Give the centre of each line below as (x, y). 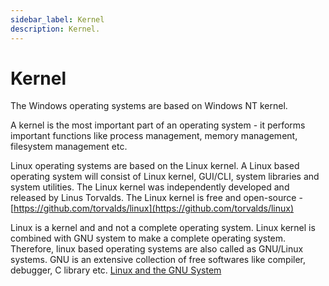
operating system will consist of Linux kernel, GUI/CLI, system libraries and (165, 177)
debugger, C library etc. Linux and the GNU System (116, 270)
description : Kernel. (55, 29)
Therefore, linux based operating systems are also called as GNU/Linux (157, 249)
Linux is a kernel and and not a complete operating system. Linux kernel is (163, 228)
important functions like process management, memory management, (154, 136)
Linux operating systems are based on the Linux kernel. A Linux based (155, 166)
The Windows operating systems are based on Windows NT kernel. (149, 106)
